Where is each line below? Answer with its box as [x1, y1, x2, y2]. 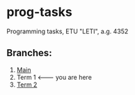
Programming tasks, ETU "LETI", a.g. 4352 [6, 27, 129, 35]
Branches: [6, 47, 53, 59]
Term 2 [16, 80, 38, 89]
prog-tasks [6, 4, 72, 20]
